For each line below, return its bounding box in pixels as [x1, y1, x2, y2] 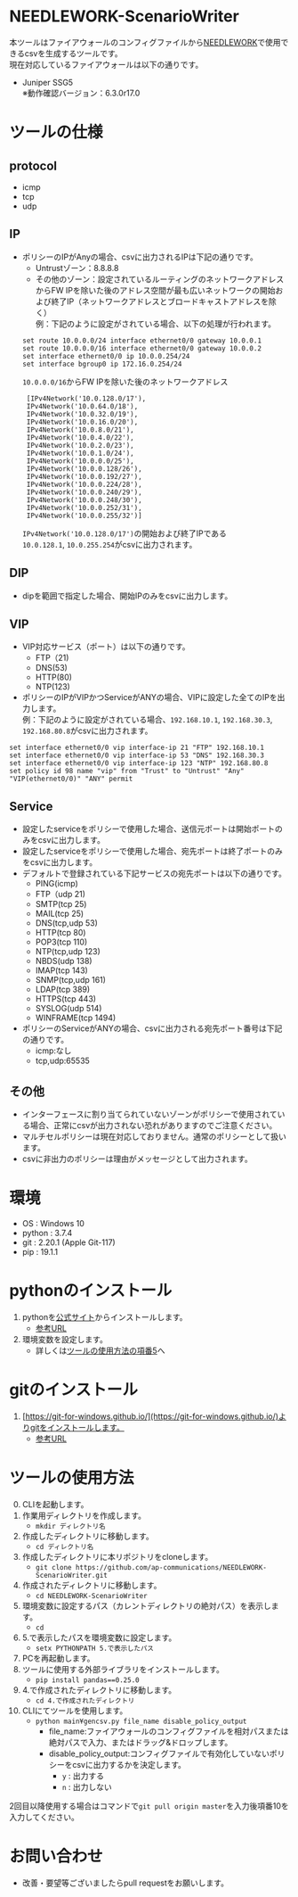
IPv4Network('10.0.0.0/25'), [26, 457, 135, 466]
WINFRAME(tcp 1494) [35, 1012, 117, 1023]
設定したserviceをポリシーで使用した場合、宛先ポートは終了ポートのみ [21, 845, 283, 857]
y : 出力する [61, 1770, 105, 1781]
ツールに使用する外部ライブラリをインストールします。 [21, 1663, 225, 1674]
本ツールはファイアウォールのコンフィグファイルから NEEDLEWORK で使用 [9, 37, 282, 47]
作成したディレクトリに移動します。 [21, 1530, 154, 1541]
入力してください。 [9, 1811, 80, 1822]
